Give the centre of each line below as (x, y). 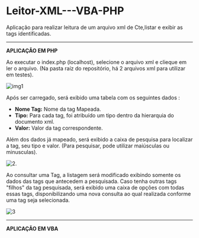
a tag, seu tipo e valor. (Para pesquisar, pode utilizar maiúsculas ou (88, 146)
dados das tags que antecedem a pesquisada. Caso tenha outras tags (92, 181)
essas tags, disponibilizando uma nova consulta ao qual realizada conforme (99, 194)
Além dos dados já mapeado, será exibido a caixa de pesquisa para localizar (99, 139)
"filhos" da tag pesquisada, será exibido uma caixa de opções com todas (95, 187)
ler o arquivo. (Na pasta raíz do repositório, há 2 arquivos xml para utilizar (96, 68)
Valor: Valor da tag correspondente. (59, 128)
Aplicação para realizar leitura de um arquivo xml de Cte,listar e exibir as (94, 27)
